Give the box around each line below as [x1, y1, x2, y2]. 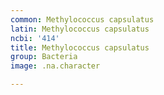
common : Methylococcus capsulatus [10, 14, 155, 25]
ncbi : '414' [10, 33, 60, 43]
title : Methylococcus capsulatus [10, 42, 150, 53]
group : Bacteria [10, 52, 78, 62]
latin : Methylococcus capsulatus [10, 24, 150, 34]
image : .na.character [10, 61, 101, 71]
